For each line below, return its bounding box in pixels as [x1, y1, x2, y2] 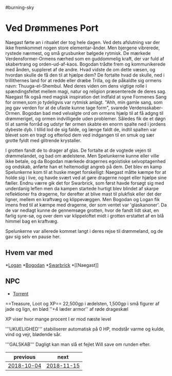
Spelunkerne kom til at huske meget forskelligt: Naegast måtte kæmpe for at [5, 169, 166, 175]
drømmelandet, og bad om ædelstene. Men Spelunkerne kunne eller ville [5, 152, 159, 159]
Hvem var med [5, 248, 53, 257]
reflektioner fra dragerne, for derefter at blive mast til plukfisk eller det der [5, 191, 162, 197]
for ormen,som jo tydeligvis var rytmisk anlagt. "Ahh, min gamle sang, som [5, 99, 163, 105]
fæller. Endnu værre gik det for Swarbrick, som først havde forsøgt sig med [5, 180, 164, 186]
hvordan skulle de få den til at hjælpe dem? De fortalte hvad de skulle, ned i [5, 72, 165, 78]
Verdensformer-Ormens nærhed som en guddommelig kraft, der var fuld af [5, 55, 164, 62]
